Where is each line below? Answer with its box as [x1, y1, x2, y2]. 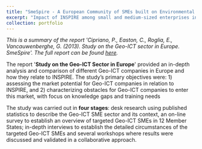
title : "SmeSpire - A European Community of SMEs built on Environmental [6, 8, 195, 15]
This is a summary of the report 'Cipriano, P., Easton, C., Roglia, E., [6, 37, 173, 44]
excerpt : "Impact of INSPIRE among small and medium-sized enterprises [6, 14, 189, 20]
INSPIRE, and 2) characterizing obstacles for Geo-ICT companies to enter [6, 87, 189, 94]
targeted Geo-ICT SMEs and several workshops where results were [6, 130, 173, 137]
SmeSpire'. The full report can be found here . [6, 49, 118, 56]
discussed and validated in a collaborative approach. [6, 136, 137, 144]
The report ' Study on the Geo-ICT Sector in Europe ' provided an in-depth [6, 61, 190, 68]
